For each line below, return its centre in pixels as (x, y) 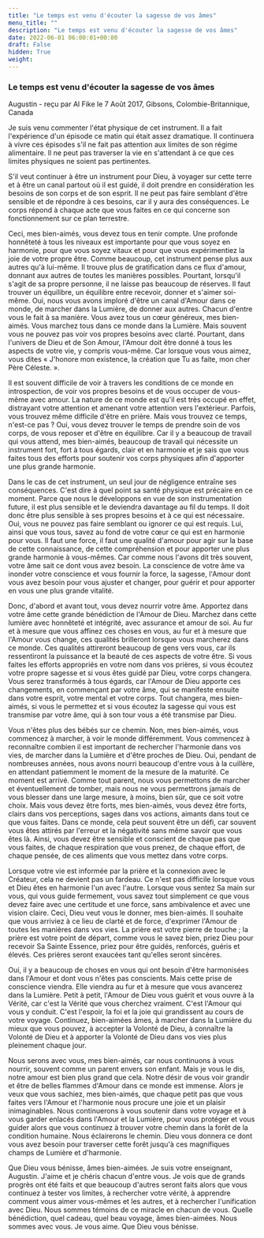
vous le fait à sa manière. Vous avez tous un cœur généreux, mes (114, 318)
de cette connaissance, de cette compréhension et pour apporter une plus (129, 549)
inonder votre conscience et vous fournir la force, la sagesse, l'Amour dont (129, 574)
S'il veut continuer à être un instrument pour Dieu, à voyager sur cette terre (130, 177)
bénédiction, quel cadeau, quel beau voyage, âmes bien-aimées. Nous (123, 1218)
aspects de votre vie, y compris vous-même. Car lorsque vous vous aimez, (130, 351)
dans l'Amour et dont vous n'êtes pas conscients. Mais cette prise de (120, 979)
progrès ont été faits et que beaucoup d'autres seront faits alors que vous (128, 1185)
